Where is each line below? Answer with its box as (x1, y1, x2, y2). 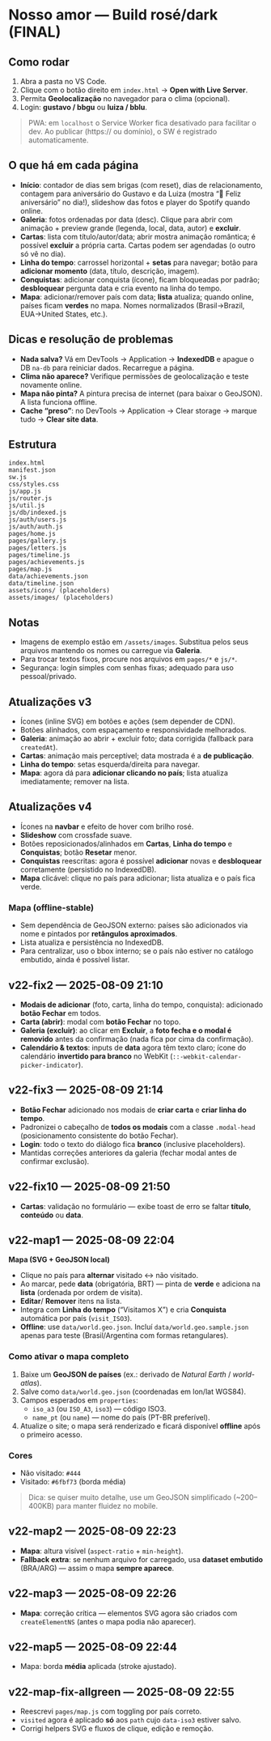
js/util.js (8, 502, 45, 510)
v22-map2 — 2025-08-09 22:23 (8, 1524, 176, 1539)
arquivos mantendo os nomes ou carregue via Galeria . (19, 646, 202, 656)
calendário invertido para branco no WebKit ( (19, 1051, 173, 1061)
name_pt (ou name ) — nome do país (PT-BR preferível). (32, 1412, 210, 1422)
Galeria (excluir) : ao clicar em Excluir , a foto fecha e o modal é (19, 1025, 232, 1035)
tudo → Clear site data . (19, 414, 99, 424)
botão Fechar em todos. (19, 1008, 101, 1017)
